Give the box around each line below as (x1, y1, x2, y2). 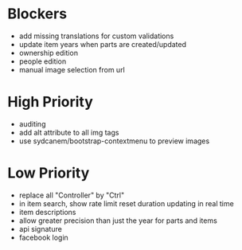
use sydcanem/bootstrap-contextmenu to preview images (18, 136, 210, 146)
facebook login (18, 232, 68, 242)
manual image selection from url (18, 64, 125, 74)
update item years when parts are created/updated (18, 39, 186, 49)
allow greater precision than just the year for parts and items (18, 216, 218, 225)
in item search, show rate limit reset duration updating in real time (18, 198, 234, 208)
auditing (18, 119, 46, 128)
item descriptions (18, 207, 76, 217)
